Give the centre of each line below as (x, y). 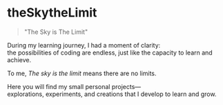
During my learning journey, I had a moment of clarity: (84, 45)
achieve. (19, 59)
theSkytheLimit (52, 13)
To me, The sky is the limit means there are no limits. (82, 73)
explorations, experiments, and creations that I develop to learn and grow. (112, 94)
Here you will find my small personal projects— (74, 86)
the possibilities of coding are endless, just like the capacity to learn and (110, 52)
